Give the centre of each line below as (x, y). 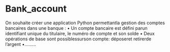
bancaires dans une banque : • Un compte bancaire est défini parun (77, 28)
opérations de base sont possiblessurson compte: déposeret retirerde (78, 39)
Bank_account (36, 9)
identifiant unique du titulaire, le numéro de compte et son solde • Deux (80, 33)
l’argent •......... (21, 44)
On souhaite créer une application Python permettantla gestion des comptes (85, 23)
